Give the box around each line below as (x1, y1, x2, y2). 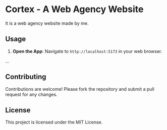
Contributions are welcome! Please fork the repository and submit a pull (5, 86, 155, 92)
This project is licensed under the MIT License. (5, 119, 103, 125)
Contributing (5, 73, 46, 81)
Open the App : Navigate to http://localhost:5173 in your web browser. (12, 48, 162, 54)
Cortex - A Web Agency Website (5, 4, 144, 15)
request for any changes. (5, 91, 58, 97)
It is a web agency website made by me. (5, 20, 89, 26)
